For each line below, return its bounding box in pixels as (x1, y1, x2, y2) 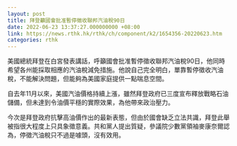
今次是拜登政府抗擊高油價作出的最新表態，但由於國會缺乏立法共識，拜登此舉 (7, 114, 230, 122)
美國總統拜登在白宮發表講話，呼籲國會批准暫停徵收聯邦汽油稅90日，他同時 (7, 57, 226, 66)
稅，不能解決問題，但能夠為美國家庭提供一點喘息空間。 (7, 75, 168, 83)
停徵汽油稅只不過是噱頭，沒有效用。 (19, 131, 125, 140)
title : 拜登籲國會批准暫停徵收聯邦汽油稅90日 (7, 17, 126, 24)
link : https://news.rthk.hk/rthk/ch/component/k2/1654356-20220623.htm (7, 30, 222, 37)
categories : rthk (7, 37, 59, 44)
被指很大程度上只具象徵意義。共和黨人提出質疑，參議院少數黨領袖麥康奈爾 (7, 122, 224, 130)
